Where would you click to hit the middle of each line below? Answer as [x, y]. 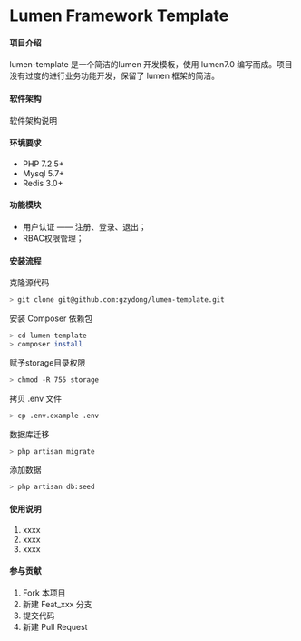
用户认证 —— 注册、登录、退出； [84, 227]
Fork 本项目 [44, 593]
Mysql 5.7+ [44, 173]
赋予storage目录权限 [48, 362]
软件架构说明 [33, 120]
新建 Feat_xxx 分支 [57, 604]
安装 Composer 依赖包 [51, 318]
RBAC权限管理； [53, 238]
